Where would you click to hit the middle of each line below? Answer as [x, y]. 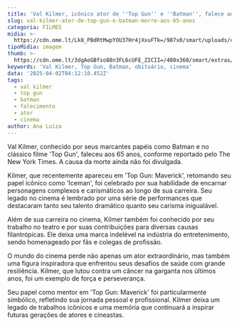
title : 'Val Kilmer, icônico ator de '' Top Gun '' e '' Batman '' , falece [116, 14]
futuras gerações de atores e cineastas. [66, 315]
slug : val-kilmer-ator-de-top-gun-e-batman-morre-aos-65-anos [101, 21]
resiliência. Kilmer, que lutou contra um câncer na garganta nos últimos [112, 271]
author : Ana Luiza [34, 126]
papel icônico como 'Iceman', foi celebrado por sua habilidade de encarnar [117, 183]
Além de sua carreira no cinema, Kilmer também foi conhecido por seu [111, 219]
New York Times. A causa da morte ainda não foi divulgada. [95, 161]
